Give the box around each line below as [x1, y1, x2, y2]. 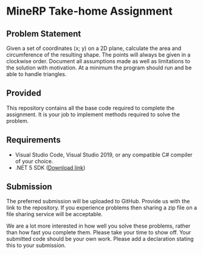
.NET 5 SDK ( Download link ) [15, 164, 86, 171]
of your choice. [15, 157, 53, 165]
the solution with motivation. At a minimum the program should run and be [6, 64, 192, 71]
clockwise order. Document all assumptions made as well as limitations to [6, 58, 190, 65]
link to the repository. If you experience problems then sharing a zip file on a [6, 204, 198, 211]
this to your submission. [6, 242, 66, 249]
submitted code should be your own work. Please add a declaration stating [6, 236, 194, 243]
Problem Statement [6, 29, 81, 39]
